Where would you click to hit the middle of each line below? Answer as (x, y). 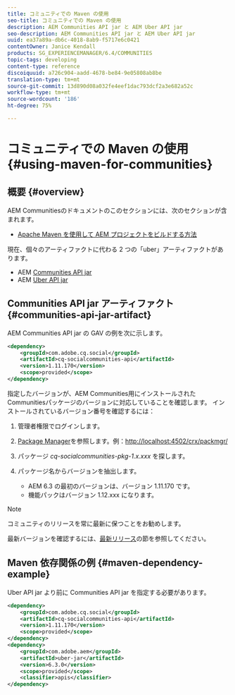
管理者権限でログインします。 (61, 426)
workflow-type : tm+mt (39, 92)
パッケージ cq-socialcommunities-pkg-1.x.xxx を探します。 (103, 456)
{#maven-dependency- (150, 563)
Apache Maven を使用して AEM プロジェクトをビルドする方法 (107, 234)
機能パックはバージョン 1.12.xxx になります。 (93, 495)
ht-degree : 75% (30, 106)
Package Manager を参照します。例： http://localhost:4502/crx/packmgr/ (122, 441)
